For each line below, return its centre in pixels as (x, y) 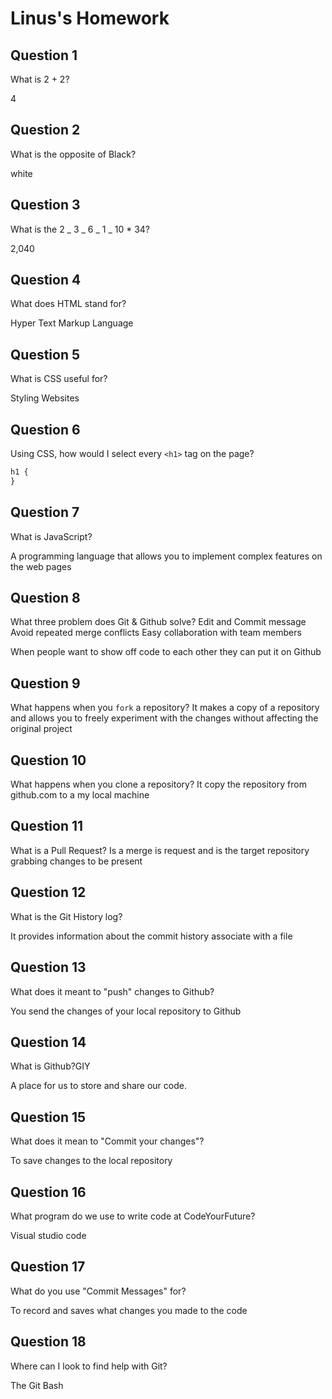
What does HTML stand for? (68, 304)
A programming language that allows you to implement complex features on (166, 556)
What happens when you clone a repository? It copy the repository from (158, 784)
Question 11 (47, 826)
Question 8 (45, 598)
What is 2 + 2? (40, 79)
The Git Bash (37, 1385)
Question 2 (45, 130)
